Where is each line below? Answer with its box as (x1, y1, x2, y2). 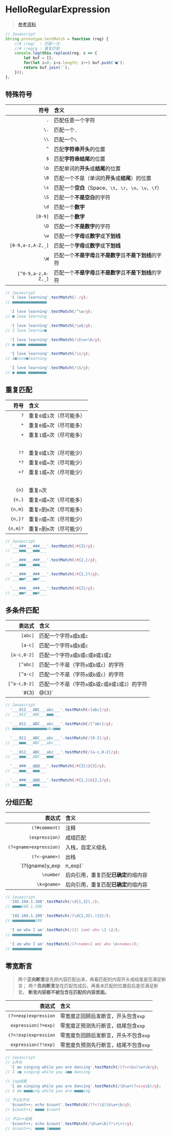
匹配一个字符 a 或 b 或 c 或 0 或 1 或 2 (39, 652, 112, 659)
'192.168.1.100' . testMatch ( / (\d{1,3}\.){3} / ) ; (10, 913, 111, 918)
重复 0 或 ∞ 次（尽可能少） (29, 459, 85, 466)
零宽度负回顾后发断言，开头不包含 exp (60, 1032, 150, 1039)
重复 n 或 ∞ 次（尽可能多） (29, 496, 85, 503)
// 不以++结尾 (5, 1116, 32, 1122)
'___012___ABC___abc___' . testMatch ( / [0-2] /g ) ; (10, 735, 111, 741)
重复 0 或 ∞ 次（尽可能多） (29, 422, 85, 429)
